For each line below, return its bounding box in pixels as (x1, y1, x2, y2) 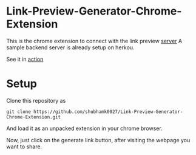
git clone (6, 108, 32, 115)
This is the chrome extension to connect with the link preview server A (6, 37, 183, 44)
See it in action (6, 55, 44, 63)
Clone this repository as (6, 97, 66, 104)
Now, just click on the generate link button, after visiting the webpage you (6, 136, 191, 143)
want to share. (6, 143, 42, 150)
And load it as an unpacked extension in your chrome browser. (6, 125, 163, 132)
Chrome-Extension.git (6, 114, 61, 120)
